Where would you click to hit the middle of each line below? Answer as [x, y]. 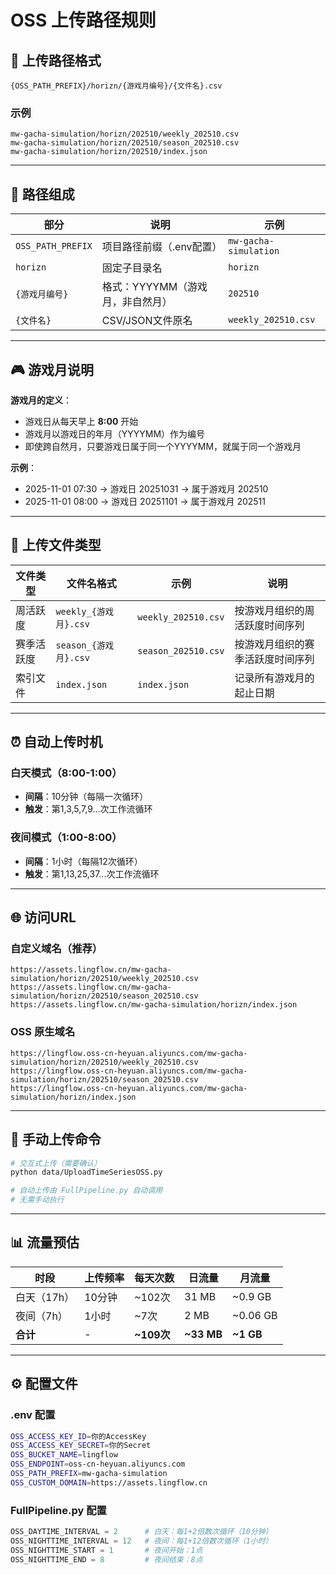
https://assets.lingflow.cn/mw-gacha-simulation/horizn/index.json [154, 1005]
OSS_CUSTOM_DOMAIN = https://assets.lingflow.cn [109, 1482]
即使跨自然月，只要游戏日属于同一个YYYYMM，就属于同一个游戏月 [163, 446]
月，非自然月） [137, 302]
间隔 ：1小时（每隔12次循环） [83, 861]
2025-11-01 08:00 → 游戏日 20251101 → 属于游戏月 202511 [145, 501]
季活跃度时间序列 [274, 659]
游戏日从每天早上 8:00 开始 [81, 421]
